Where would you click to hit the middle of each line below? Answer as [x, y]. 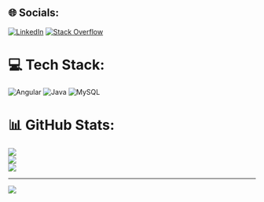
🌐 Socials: [34, 13]
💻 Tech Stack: [57, 65]
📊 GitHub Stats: [62, 125]
